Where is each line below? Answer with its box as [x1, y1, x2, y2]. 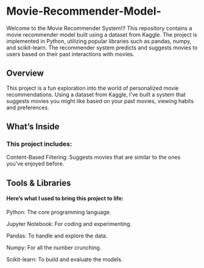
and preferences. [6, 104, 50, 111]
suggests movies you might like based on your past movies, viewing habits [6, 97, 194, 104]
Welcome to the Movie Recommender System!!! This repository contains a [6, 24, 192, 32]
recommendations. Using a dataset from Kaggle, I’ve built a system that [6, 90, 186, 98]
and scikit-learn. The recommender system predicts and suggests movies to [6, 44, 198, 51]
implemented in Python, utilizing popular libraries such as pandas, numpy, [6, 37, 192, 45]
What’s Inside [6, 121, 60, 132]
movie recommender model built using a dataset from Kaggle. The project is [6, 31, 198, 38]
